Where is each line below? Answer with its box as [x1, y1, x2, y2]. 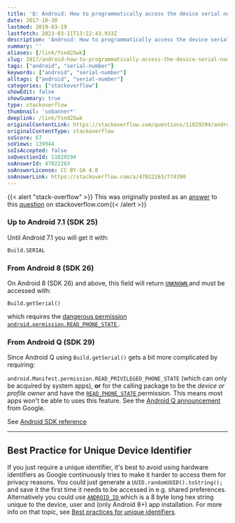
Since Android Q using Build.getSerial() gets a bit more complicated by [7, 353, 218, 362]
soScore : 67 [7, 134, 42, 141]
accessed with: [7, 287, 51, 295]
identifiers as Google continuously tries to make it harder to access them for [7, 470, 227, 479]
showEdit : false [7, 88, 55, 95]
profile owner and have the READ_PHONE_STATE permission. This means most [7, 389, 223, 398]
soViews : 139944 [7, 141, 55, 148]
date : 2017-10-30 [7, 17, 58, 24]
